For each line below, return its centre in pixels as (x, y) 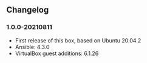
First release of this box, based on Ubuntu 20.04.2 (78, 40)
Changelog (28, 10)
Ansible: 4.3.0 (32, 47)
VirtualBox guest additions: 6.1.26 (57, 53)
